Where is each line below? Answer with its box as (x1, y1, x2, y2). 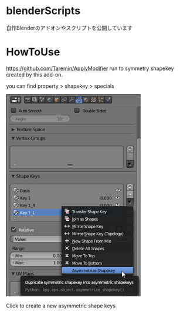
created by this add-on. (6, 71, 63, 78)
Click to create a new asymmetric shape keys (6, 302, 116, 309)
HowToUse (6, 45, 60, 59)
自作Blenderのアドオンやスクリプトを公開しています (6, 24, 133, 31)
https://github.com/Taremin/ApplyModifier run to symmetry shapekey (6, 65, 174, 72)
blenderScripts (6, 4, 81, 18)
